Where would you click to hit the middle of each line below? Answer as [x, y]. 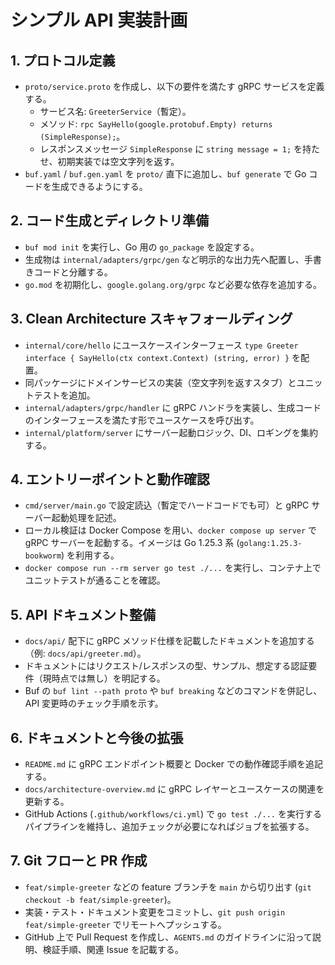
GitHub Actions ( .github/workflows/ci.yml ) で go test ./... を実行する [173, 814]
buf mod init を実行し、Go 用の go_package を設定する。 [142, 247]
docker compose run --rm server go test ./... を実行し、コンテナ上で [173, 568]
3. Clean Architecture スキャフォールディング [151, 319]
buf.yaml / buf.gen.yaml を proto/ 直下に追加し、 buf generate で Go [165, 174]
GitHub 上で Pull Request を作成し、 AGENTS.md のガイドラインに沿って [168, 937]
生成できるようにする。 [99, 186]
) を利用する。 [90, 555]
